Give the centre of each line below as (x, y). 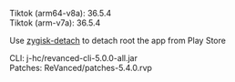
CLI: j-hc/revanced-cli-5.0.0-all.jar (74, 58)
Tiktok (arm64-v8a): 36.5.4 (61, 13)
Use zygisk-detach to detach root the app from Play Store (117, 41)
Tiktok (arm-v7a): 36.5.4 (55, 23)
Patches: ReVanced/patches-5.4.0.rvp (81, 68)
